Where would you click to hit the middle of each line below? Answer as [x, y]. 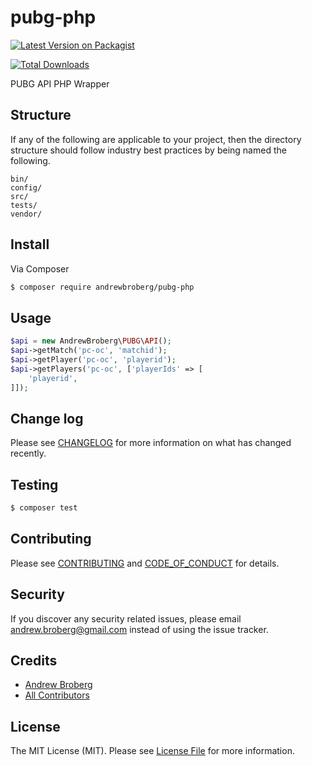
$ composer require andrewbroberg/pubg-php [102, 287]
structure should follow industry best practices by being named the [148, 150]
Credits [34, 661]
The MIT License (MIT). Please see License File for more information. [152, 751]
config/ [26, 187]
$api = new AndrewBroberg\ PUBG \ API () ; [91, 341]
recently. [28, 453]
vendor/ [26, 214]
